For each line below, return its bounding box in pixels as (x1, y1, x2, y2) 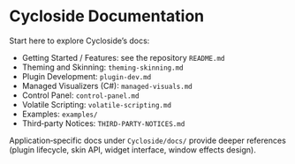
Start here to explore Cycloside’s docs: (9, 35, 150, 46)
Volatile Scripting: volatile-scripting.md (21, 99, 172, 109)
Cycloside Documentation (9, 6, 205, 26)
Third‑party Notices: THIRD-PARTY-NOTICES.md (21, 117, 185, 129)
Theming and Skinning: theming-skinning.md (21, 62, 184, 72)
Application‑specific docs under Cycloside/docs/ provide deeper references (9, 135, 287, 145)
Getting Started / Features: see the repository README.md (21, 52, 225, 63)
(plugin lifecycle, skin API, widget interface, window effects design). (9, 144, 256, 155)
